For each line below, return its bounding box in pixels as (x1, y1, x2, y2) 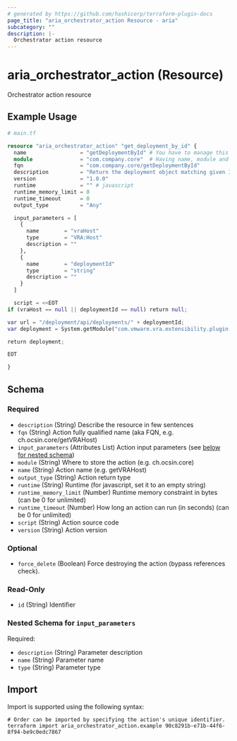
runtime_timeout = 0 (13, 195, 90, 202)
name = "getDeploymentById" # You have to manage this (13, 149, 229, 156)
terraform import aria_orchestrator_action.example (7, 722, 162, 729)
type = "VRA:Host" (25, 234, 102, 241)
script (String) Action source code (17, 518, 119, 527)
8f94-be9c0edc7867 (7, 728, 61, 735)
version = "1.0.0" (13, 175, 109, 182)
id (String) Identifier (17, 600, 76, 609)
